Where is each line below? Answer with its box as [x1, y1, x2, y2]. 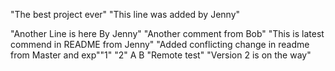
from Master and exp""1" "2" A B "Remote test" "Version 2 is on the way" [10, 49, 312, 61]
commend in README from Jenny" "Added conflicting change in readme [10, 39, 310, 50]
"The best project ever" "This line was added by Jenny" [10, 9, 241, 20]
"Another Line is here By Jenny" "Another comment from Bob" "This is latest [10, 28, 325, 39]
